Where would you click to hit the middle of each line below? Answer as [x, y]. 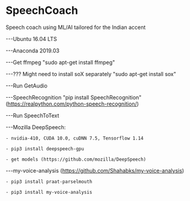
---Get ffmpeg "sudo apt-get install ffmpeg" [60, 62]
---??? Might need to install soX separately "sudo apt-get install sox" [91, 74]
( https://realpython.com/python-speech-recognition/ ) [72, 104]
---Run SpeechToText [33, 115]
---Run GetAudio [27, 86]
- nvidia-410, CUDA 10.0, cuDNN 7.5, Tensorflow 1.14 [75, 138]
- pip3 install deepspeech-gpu [45, 148]
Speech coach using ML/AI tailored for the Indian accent [76, 27]
